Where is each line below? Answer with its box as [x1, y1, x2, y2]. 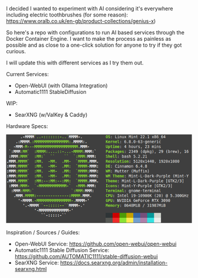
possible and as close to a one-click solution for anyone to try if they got [6, 41, 182, 48]
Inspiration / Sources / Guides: [6, 229, 80, 236]
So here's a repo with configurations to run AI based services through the [6, 29, 184, 36]
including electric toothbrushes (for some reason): [6, 11, 128, 18]
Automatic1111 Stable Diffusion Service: [14, 247, 110, 254]
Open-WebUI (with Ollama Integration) [14, 82, 108, 89]
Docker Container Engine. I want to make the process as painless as [6, 35, 171, 42]
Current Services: [6, 71, 49, 77]
